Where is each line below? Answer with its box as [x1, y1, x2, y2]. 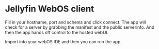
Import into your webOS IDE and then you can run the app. [5, 38, 122, 44]
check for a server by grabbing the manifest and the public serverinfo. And [5, 24, 155, 30]
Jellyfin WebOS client [5, 3, 95, 14]
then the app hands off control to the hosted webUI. [5, 29, 109, 35]
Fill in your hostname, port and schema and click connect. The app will [5, 19, 146, 25]
